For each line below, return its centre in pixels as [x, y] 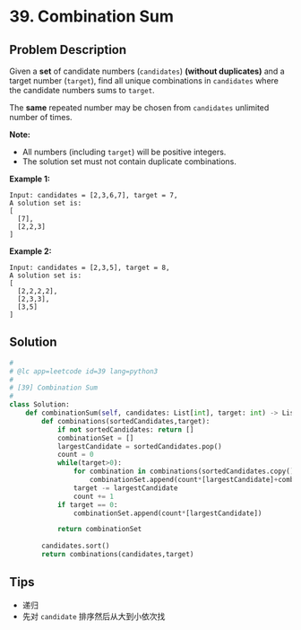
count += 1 [94, 496]
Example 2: [30, 251]
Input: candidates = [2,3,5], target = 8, [90, 267]
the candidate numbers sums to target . [82, 90]
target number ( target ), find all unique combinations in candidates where [144, 81]
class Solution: [39, 405]
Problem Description [68, 50]
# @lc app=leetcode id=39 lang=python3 [84, 371]
